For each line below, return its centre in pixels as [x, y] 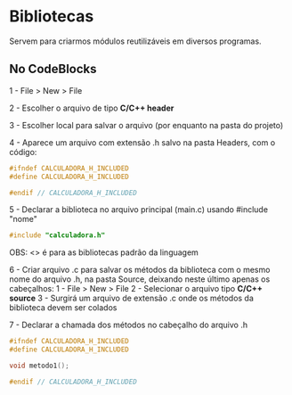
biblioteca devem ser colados [63, 308]
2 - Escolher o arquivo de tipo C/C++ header [92, 108]
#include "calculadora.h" [57, 235]
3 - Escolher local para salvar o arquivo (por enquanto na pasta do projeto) [146, 125]
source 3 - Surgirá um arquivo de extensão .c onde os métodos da [131, 298]
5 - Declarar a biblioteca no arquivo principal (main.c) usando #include [139, 210]
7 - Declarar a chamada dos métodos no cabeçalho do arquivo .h [128, 325]
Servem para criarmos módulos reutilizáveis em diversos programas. [135, 41]
